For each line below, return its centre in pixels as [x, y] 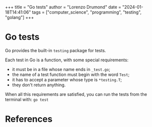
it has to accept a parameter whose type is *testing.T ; [67, 79]
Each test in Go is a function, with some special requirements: [67, 60]
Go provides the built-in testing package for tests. [56, 50]
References [29, 119]
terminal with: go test [27, 99]
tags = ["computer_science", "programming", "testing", [87, 12]
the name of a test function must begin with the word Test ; [71, 74]
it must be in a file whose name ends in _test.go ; [61, 69]
